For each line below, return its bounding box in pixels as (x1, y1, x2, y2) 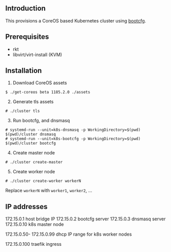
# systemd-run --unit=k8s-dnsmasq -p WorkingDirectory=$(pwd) (5, 127, 141, 132)
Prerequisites (5, 33, 49, 41)
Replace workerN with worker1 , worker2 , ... (5, 188, 92, 194)
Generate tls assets (12, 99, 54, 105)
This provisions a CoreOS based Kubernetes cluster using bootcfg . (5, 17, 146, 24)
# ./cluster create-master (5, 159, 63, 165)
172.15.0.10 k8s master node (5, 221, 64, 227)
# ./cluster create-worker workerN (5, 178, 81, 184)
